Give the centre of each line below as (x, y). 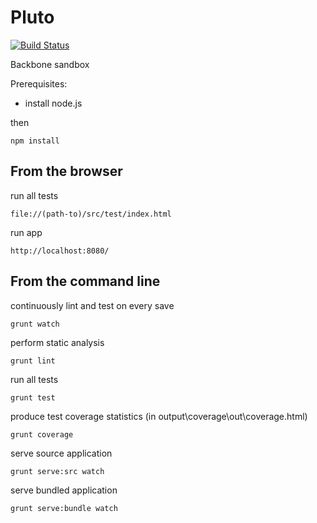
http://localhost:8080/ (60, 251)
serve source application (61, 453)
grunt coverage (42, 434)
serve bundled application (64, 490)
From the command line (85, 281)
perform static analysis (57, 342)
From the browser (66, 171)
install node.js (53, 103)
